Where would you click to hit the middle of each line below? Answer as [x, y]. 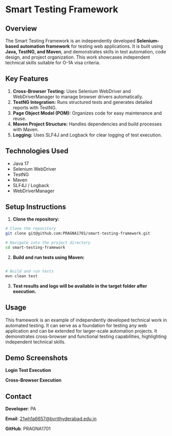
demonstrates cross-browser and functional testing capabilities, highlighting [86, 336]
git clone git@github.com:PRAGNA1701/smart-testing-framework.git [78, 233]
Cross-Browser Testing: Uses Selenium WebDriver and [72, 91]
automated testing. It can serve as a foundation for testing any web [76, 325]
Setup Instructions [36, 207]
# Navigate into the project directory [48, 243]
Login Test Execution [28, 370]
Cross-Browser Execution [33, 380]
